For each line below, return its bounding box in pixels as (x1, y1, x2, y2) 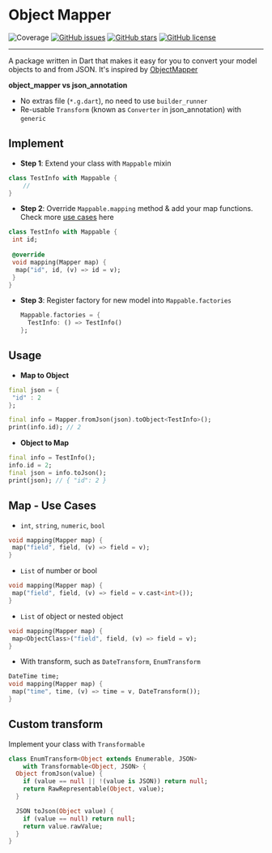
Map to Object (19, 370, 70, 380)
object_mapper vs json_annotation (8, 80, 128, 90)
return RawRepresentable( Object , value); (23, 785, 164, 793)
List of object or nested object (19, 611, 124, 621)
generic (19, 114, 46, 123)
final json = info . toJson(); (8, 468, 107, 476)
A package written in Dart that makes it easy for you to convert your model (8, 55, 257, 66)
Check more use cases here (19, 213, 115, 222)
